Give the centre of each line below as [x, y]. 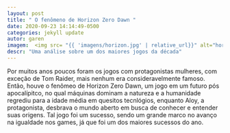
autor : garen [26, 39]
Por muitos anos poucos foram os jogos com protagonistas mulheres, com [112, 71]
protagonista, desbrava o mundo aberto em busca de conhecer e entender [113, 108]
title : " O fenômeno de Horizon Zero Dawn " [72, 20]
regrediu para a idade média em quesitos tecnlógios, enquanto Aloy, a [106, 100]
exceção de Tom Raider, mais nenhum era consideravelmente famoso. [106, 78]
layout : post [26, 13]
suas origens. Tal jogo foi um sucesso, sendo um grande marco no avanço [112, 114]
